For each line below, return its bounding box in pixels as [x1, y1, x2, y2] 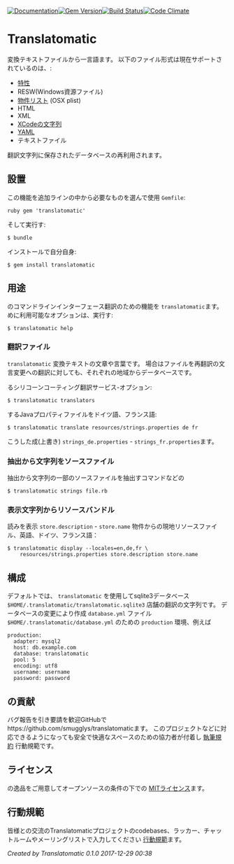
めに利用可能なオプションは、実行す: [7, 311, 114, 319]
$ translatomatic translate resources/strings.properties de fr [7, 424, 198, 431]
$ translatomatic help [7, 325, 73, 332]
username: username [13, 669, 71, 676]
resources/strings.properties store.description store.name [20, 551, 198, 558]
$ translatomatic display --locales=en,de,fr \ [7, 545, 149, 552]
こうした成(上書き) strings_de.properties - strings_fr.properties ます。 [7, 437, 218, 446]
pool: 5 [13, 656, 36, 664]
